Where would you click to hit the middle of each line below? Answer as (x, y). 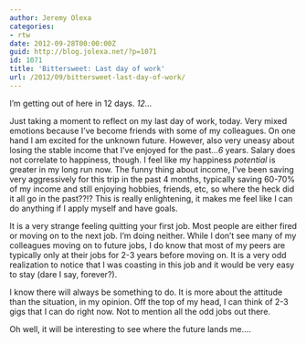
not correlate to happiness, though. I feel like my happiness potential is (142, 160)
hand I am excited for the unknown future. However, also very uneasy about (152, 140)
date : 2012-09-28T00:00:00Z (63, 43)
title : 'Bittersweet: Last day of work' (88, 69)
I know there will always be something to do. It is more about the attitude (146, 292)
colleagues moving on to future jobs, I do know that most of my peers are (148, 245)
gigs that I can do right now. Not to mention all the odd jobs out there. (140, 311)
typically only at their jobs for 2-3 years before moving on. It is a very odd (148, 255)
